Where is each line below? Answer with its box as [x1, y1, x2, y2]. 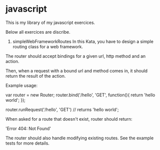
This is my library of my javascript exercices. [5, 20, 96, 25]
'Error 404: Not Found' [5, 126, 51, 131]
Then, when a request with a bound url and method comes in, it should [5, 67, 148, 74]
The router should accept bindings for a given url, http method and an [5, 53, 146, 59]
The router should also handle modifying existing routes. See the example [5, 135, 154, 141]
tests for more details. [5, 140, 50, 146]
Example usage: [5, 82, 38, 88]
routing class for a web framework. [12, 43, 83, 49]
